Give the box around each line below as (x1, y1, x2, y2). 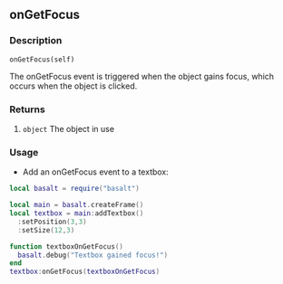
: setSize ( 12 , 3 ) (17, 225, 75, 234)
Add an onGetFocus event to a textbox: (22, 166, 170, 177)
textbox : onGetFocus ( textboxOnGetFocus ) (9, 267, 161, 277)
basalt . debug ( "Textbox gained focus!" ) (17, 251, 169, 260)
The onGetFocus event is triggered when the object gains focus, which (9, 71, 275, 81)
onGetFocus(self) (9, 54, 75, 64)
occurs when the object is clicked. (9, 80, 138, 91)
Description (9, 34, 63, 47)
